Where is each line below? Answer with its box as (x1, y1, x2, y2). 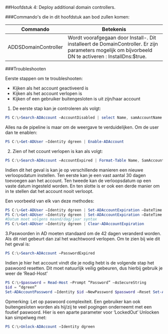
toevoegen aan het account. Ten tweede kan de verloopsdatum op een (5, 177, 151, 183)
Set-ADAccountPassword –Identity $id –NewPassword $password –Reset (5, 289, 151, 294)
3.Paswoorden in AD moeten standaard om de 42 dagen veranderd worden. (5, 230, 161, 236)
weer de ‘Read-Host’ (5, 270, 48, 276)
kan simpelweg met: (5, 314, 46, 320)
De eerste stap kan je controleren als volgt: (12, 105, 101, 111)
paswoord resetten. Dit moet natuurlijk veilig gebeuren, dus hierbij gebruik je (5, 265, 163, 271)
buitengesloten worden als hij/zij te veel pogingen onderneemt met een (5, 303, 152, 309)
